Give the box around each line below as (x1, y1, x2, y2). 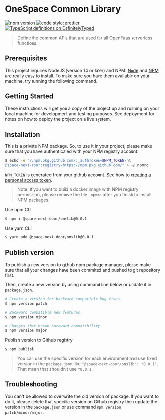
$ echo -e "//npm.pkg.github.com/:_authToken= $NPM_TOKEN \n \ (5, 158, 132, 163)
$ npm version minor (5, 315, 48, 320)
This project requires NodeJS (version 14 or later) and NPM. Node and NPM (5, 67, 159, 73)
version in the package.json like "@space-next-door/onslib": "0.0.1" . (17, 360, 159, 367)
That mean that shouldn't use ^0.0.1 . (17, 366, 93, 372)
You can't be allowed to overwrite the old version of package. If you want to (5, 393, 159, 399)
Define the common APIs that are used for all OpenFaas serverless (17, 35, 153, 41)
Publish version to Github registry (5, 337, 73, 343)
